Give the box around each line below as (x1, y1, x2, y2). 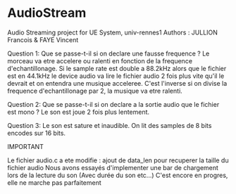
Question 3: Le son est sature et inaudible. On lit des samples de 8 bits (7, 121, 212, 129)
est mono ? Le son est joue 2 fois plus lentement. (7, 108, 150, 116)
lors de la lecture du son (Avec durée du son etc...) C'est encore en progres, (7, 171, 228, 179)
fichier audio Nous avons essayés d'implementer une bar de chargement (7, 163, 218, 172)
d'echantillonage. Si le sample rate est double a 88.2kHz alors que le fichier (7, 64, 227, 72)
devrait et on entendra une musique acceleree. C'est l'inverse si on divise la (7, 79, 228, 87)
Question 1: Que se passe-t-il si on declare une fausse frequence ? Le (7, 49, 210, 58)
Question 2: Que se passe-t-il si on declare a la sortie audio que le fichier (7, 100, 220, 108)
